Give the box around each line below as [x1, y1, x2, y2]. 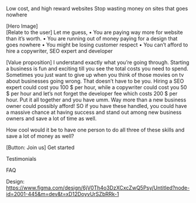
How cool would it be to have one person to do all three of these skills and [6, 126, 185, 133]
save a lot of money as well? [6, 133, 74, 140]
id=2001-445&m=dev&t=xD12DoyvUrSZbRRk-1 [6, 191, 119, 197]
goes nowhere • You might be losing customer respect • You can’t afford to [6, 41, 188, 48]
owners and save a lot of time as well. [6, 115, 97, 122]
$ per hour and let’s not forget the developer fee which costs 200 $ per [6, 90, 178, 97]
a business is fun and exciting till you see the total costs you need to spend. [6, 65, 188, 72]
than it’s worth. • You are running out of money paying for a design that [6, 35, 178, 42]
